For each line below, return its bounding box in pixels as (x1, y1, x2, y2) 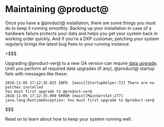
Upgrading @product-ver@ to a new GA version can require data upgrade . (5, 60, 158, 66)
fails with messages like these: (5, 70, 68, 76)
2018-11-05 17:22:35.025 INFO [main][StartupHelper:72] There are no (5, 80, 155, 85)
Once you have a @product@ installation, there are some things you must (5, 20, 156, 26)
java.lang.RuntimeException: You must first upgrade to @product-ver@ (5, 98, 155, 103)
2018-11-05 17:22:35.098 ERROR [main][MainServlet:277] (5, 93, 123, 98)
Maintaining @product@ (5, 3, 109, 15)
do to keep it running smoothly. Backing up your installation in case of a (5, 25, 152, 31)
